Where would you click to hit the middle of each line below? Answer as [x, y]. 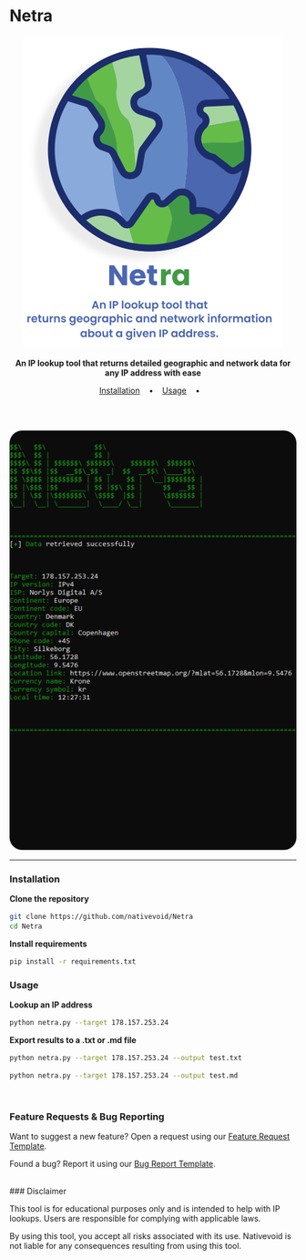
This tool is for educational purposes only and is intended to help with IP [145, 1209]
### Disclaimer [38, 1192]
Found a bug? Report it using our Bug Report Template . [112, 1164]
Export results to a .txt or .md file [73, 1040]
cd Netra [26, 926]
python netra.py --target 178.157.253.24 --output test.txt [126, 1059]
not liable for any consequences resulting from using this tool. [126, 1246]
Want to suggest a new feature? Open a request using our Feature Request [150, 1137]
